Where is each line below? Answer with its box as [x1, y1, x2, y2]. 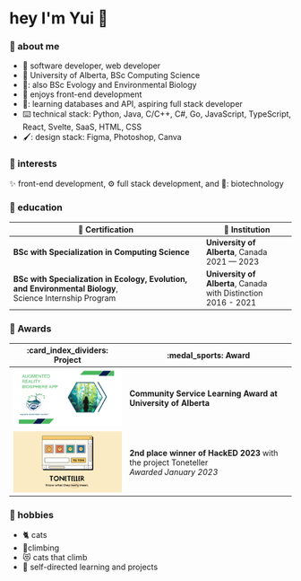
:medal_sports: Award [167, 349, 251, 360]
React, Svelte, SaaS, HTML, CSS [21, 121, 142, 133]
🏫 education [9, 201, 63, 214]
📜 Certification [77, 224, 134, 234]
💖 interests [9, 157, 58, 170]
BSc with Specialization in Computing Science [13, 246, 190, 257]
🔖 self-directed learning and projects [21, 561, 159, 573]
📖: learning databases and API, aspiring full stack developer [21, 99, 244, 110]
